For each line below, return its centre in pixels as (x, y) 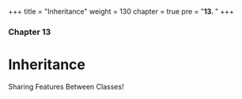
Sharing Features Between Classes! (66, 86)
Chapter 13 (30, 32)
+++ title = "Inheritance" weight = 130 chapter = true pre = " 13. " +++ (121, 11)
